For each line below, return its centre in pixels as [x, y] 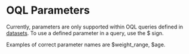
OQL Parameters [48, 10]
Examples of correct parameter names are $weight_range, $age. [86, 45]
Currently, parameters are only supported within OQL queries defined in [95, 27]
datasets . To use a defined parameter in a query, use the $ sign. [85, 33]
